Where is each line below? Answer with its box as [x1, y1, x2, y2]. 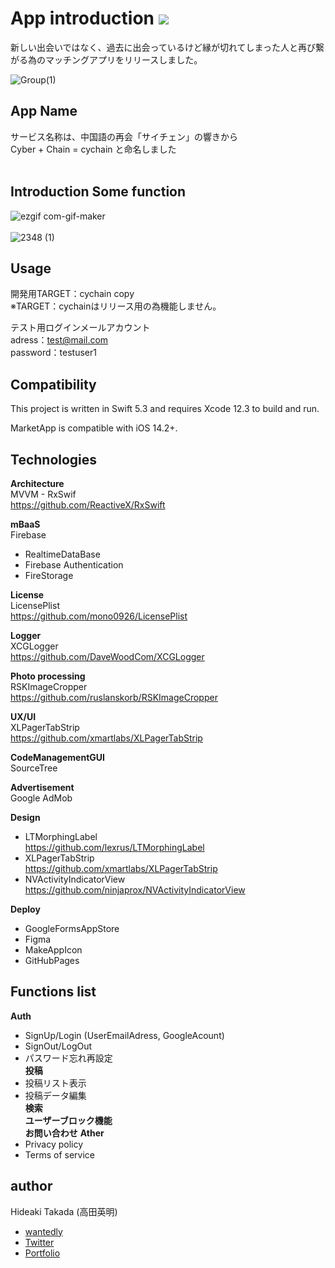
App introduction [10, 7, 155, 30]
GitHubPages [24, 955, 80, 966]
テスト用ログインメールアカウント [10, 322, 151, 334]
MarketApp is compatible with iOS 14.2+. [10, 422, 178, 434]
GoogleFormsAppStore [24, 923, 120, 934]
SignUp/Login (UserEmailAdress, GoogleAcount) [24, 1029, 225, 1041]
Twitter [24, 1236, 55, 1248]
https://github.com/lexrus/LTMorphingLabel [24, 842, 205, 853]
